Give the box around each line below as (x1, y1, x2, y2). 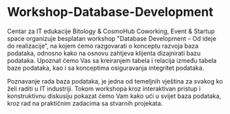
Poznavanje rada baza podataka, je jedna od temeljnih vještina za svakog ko (7, 77, 223, 85)
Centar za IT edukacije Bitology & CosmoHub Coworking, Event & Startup (7, 27, 216, 35)
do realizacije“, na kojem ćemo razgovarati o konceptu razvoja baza (7, 41, 199, 50)
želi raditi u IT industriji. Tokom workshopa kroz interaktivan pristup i (7, 84, 201, 93)
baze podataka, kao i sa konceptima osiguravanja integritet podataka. (7, 64, 205, 72)
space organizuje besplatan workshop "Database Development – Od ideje (7, 34, 217, 42)
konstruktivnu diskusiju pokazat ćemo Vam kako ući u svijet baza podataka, (7, 91, 222, 100)
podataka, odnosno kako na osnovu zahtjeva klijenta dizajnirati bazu (7, 49, 201, 57)
